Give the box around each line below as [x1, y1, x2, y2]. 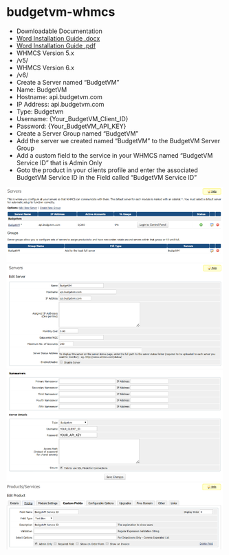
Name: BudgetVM [16, 85, 67, 94]
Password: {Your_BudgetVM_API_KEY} [16, 122, 127, 130]
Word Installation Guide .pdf [16, 41, 96, 50]
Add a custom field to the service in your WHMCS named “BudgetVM [16, 151, 213, 159]
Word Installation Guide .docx [16, 34, 100, 42]
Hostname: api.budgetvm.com [16, 92, 102, 101]
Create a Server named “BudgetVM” [16, 78, 120, 86]
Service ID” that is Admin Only [16, 158, 102, 167]
